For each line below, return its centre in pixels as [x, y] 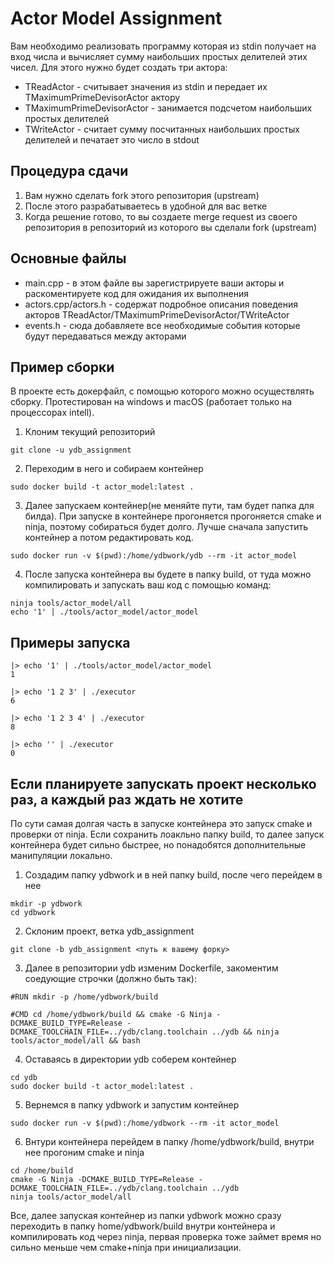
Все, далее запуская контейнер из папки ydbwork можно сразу [146, 1215]
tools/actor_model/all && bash [75, 1041]
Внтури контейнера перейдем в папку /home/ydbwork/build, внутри [169, 1141]
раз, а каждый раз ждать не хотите [127, 799]
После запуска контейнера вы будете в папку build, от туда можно [168, 574]
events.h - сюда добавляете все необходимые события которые [162, 325]
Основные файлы [68, 258]
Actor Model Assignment [116, 18]
